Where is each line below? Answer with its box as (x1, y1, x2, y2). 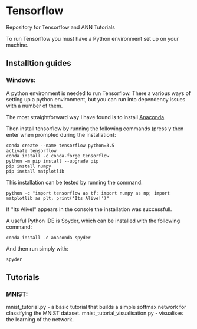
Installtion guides (6, 58, 72, 68)
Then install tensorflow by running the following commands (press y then (6, 125, 184, 132)
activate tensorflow (6, 147, 57, 154)
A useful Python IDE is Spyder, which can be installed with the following (6, 217, 180, 224)
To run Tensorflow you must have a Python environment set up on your (6, 35, 179, 42)
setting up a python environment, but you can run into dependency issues (6, 96, 186, 103)
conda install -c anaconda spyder (6, 235, 91, 241)
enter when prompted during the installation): (6, 131, 116, 138)
